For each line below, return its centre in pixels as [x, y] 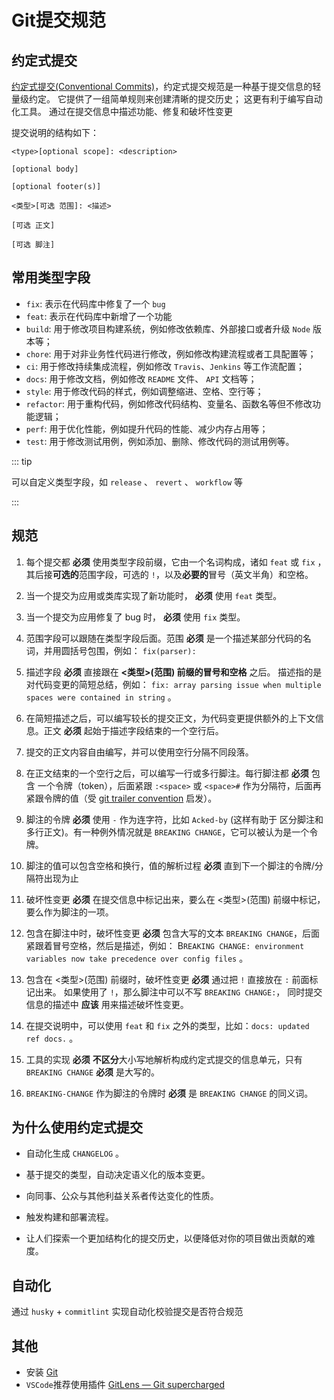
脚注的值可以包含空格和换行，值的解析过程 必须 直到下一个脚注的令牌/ [170, 865]
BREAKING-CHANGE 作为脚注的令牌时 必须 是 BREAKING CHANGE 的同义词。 [169, 1093]
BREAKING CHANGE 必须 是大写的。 [93, 1072]
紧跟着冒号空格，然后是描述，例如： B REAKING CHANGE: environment [165, 945]
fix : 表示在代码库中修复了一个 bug [95, 303]
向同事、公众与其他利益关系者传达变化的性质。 [122, 1196]
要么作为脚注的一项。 [69, 912]
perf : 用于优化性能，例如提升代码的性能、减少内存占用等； [147, 428]
